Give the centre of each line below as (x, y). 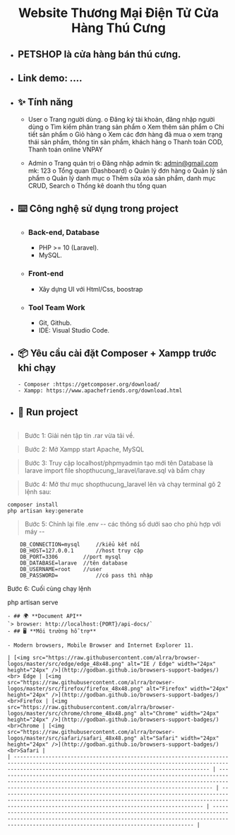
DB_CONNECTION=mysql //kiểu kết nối (80, 544)
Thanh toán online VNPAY (66, 149)
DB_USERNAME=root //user (61, 569)
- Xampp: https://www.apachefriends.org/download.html (100, 391)
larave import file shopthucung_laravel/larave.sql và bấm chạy (115, 470)
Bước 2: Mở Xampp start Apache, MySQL (84, 449)
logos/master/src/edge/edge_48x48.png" (66, 664)
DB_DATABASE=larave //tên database (74, 563)
